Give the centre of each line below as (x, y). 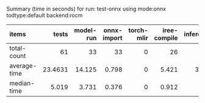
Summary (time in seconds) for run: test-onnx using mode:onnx (86, 9)
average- (23, 66)
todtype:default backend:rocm (45, 15)
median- (22, 83)
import (113, 38)
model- (85, 30)
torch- (138, 30)
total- (18, 48)
